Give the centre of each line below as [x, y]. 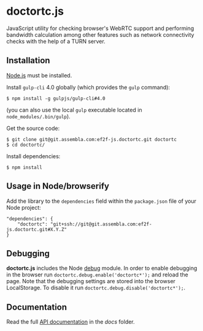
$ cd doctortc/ [26, 145]
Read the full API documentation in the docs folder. [71, 322]
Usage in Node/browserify [58, 186]
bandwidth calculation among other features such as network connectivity [100, 34]
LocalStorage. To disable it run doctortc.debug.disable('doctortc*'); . [96, 288]
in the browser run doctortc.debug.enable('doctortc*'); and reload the [97, 275]
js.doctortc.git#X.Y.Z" [37, 229]
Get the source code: [33, 128]
